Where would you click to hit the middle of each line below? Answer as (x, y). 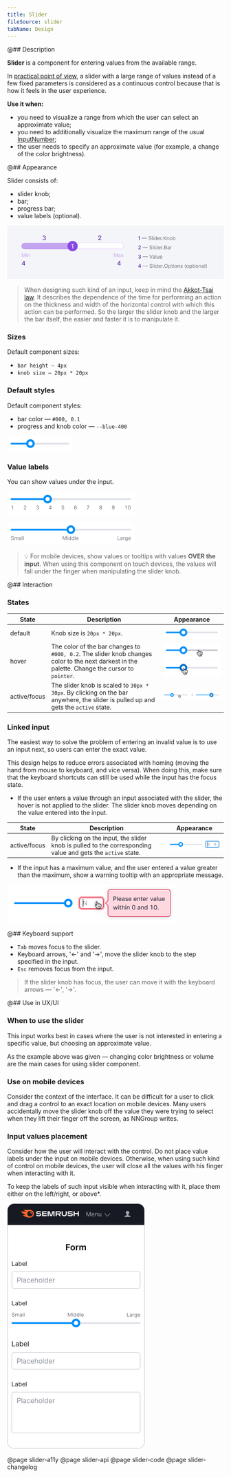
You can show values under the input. (60, 481)
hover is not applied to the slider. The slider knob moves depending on (117, 805)
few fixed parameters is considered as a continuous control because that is (114, 83)
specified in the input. (48, 962)
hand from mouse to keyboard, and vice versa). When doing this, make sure (114, 770)
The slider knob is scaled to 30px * (100, 686)
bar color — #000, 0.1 (48, 419)
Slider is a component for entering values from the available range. (102, 63)
